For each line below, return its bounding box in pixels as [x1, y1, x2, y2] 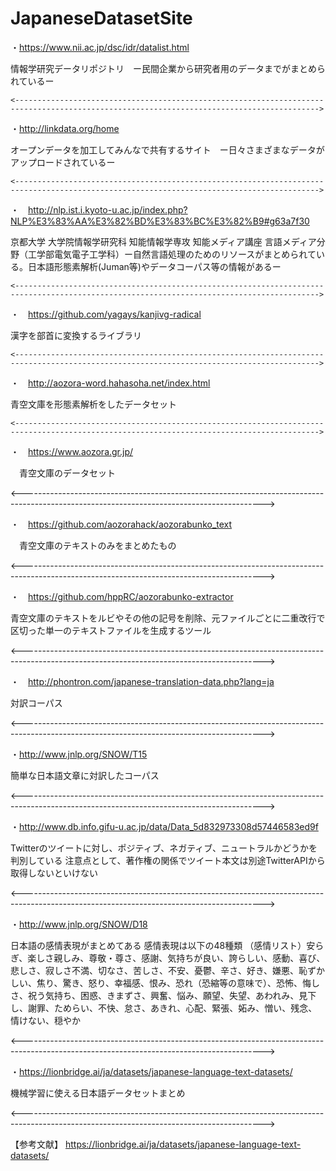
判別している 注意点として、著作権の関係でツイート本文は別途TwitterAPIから [10, 854, 326, 866]
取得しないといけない [10, 867, 98, 879]
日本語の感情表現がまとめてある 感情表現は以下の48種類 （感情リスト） [10, 939, 307, 951]
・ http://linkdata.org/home [10, 122, 120, 134]
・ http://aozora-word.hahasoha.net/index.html [10, 377, 211, 389]
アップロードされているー [10, 156, 116, 168]
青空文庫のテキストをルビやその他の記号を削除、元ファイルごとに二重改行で [10, 612, 326, 624]
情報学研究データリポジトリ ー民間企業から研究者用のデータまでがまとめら [10, 62, 326, 74]
